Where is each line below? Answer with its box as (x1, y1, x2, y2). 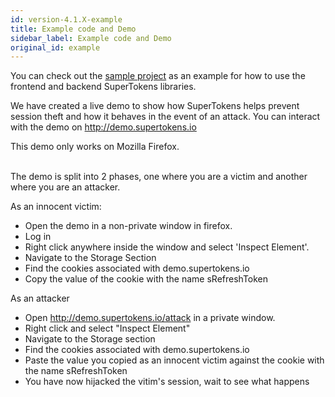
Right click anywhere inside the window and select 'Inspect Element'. (24, 241, 310, 253)
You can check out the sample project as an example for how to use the (10, 70, 306, 82)
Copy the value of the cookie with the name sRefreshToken (24, 273, 269, 285)
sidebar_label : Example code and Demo (10, 33, 172, 43)
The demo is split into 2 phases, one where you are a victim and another (10, 171, 308, 183)
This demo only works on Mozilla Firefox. (10, 141, 180, 153)
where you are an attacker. (10, 181, 121, 193)
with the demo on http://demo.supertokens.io (10, 121, 197, 133)
